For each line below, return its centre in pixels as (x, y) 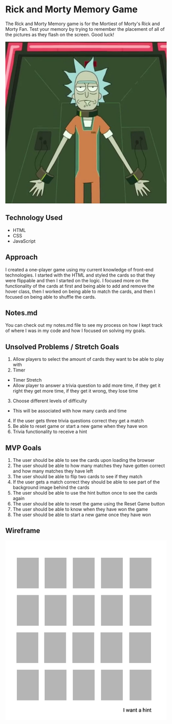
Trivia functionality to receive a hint (50, 432)
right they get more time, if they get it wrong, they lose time (75, 391)
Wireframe (23, 531)
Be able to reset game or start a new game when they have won (80, 426)
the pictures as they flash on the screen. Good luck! (60, 34)
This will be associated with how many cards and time (70, 411)
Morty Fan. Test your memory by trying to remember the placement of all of (85, 29)
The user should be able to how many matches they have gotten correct (89, 466)
